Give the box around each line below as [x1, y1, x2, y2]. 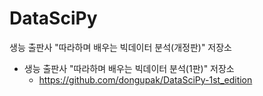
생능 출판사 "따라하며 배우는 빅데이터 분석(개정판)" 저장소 [9, 41, 232, 53]
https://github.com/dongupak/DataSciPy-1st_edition [38, 73, 253, 86]
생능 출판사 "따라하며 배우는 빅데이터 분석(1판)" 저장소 [23, 62, 235, 74]
